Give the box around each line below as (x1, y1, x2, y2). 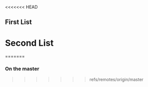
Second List (5, 37, 54, 48)
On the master (5, 65, 40, 72)
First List (5, 18, 33, 26)
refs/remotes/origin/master (89, 76, 144, 82)
